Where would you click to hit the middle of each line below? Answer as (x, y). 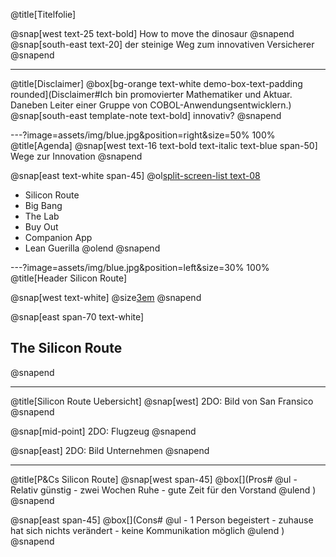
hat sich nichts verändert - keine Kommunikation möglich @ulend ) (147, 530)
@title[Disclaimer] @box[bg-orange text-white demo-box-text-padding (156, 83)
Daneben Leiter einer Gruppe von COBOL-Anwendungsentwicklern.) (151, 105)
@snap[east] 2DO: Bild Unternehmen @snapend (110, 450)
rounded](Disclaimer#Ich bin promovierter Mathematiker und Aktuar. (151, 94)
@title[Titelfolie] (43, 14)
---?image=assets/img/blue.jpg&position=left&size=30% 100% (140, 267)
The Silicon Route (66, 348)
